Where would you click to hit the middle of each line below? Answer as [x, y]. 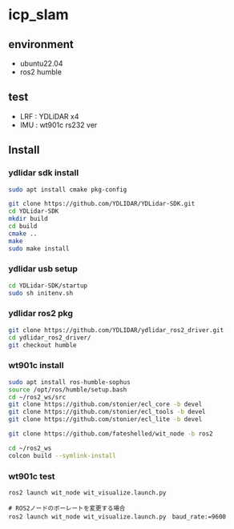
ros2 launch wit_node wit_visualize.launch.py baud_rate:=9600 [117, 517]
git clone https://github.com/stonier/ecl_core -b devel [105, 405]
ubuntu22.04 [41, 63]
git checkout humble [43, 345]
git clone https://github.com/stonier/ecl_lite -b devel [105, 419]
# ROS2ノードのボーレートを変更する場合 [67, 508]
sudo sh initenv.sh [41, 293]
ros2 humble [41, 72]
